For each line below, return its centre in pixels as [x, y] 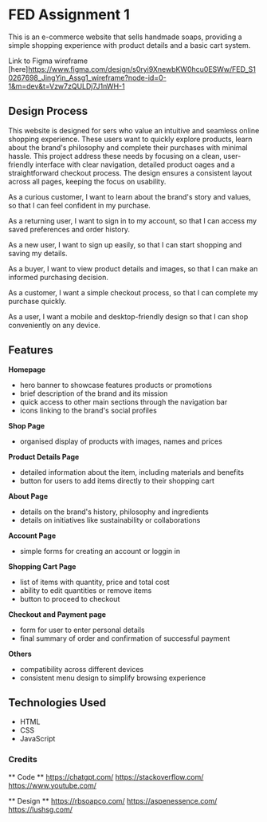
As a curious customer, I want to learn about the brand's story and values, [130, 196]
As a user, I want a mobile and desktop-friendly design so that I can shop [128, 316]
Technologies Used [57, 703]
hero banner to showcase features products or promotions [116, 385]
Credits [23, 760]
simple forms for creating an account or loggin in [100, 551]
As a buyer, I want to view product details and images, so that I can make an [133, 268]
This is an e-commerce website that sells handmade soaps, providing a [125, 37]
